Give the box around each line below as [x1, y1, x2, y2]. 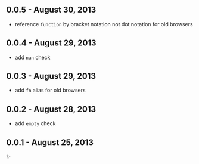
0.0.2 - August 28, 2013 [6, 104, 97, 114]
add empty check [14, 120, 56, 127]
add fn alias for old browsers [14, 86, 86, 94]
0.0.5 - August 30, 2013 [6, 5, 97, 15]
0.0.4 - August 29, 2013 [6, 38, 97, 48]
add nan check [14, 54, 51, 61]
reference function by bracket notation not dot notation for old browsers [14, 20, 193, 27]
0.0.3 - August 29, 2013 [6, 71, 97, 81]
